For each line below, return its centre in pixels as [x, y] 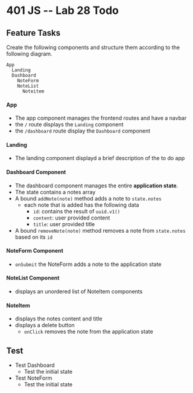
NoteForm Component [35, 251]
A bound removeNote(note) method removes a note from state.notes [100, 230]
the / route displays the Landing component [69, 125]
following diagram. [29, 54]
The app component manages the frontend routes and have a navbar [101, 118]
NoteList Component [33, 278]
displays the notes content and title [59, 319]
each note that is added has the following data [81, 205]
